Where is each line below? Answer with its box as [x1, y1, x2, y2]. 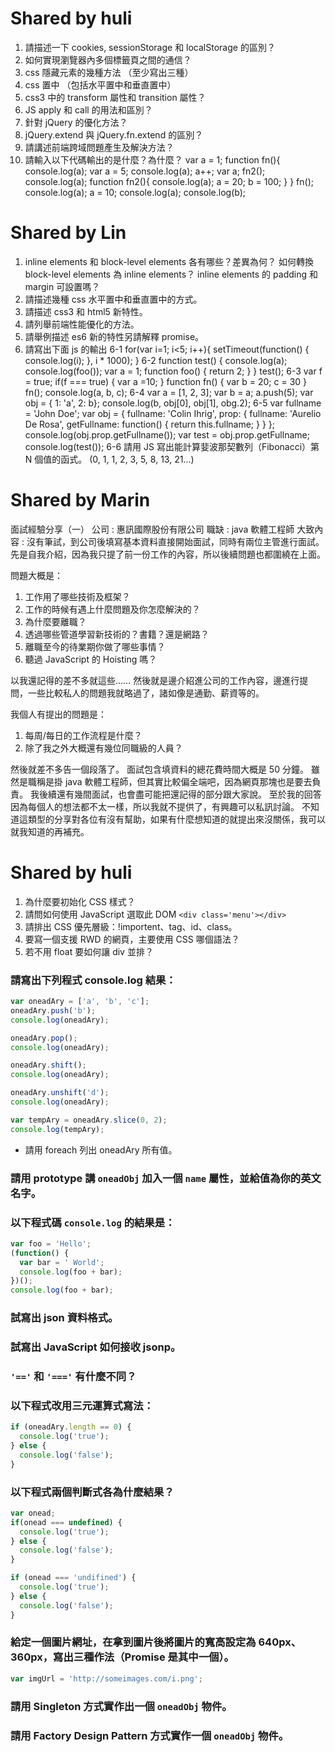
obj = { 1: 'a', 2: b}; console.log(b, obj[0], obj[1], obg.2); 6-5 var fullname [24, 397, 322, 409]
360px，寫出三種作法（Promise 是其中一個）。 [10, 1650, 235, 1664]
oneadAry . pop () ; [10, 1033, 78, 1043]
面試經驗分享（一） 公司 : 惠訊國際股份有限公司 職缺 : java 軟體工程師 [10, 523, 295, 535]
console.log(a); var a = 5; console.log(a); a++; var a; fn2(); [24, 165, 266, 177]
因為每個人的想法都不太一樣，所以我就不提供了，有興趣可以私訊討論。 [10, 800, 300, 812]
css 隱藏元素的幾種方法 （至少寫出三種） [24, 66, 194, 78]
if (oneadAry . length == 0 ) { [10, 1422, 132, 1432]
